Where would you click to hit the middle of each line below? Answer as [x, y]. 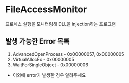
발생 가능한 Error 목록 [37, 41]
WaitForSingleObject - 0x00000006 [50, 65]
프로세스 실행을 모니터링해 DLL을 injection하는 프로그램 [61, 24]
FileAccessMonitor [46, 9]
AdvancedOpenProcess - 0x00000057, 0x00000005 [68, 54]
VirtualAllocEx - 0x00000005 [44, 59]
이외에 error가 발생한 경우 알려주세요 [49, 75]
